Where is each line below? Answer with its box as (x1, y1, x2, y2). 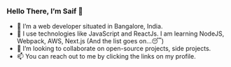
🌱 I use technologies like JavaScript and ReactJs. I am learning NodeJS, (16, 29, 225, 38)
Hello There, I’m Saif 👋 (6, 6, 83, 16)
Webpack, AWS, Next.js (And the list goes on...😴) (16, 37, 164, 45)
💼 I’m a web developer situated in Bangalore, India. (16, 22, 163, 31)
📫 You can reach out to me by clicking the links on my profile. (16, 52, 197, 61)
